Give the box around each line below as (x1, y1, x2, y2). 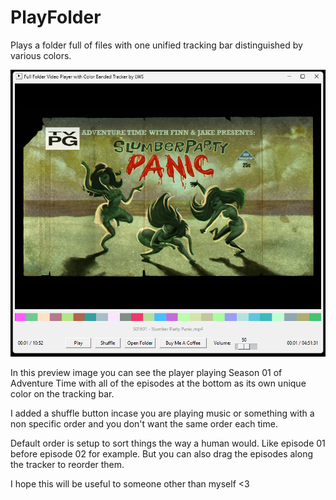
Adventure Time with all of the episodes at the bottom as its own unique (10, 377, 307, 389)
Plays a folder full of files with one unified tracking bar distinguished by (10, 39, 303, 51)
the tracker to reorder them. (10, 458, 125, 470)
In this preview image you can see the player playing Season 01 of (10, 366, 283, 378)
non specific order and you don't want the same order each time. (10, 417, 278, 430)
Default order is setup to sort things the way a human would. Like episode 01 (10, 437, 326, 449)
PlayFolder (10, 6, 102, 29)
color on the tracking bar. (10, 387, 115, 400)
